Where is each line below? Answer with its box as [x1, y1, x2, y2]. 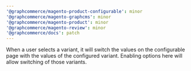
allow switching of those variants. [6, 59, 87, 66]
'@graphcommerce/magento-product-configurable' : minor [6, 8, 143, 15]
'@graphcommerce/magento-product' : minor [6, 19, 109, 25]
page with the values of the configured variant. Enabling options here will [6, 52, 183, 59]
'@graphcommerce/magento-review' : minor [6, 24, 107, 31]
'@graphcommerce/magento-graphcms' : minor [6, 14, 111, 20]
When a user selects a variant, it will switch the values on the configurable [6, 46, 186, 53]
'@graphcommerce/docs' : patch [6, 30, 80, 36]
